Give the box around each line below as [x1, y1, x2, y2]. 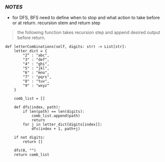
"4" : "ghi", [23, 62, 50, 67]
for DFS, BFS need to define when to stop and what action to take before [12, 15, 160, 21]
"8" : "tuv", [23, 79, 50, 84]
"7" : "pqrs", [23, 75, 52, 80]
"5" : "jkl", [23, 66, 50, 71]
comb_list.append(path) [31, 114, 80, 119]
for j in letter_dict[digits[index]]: [23, 122, 102, 127]
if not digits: [14, 135, 45, 140]
